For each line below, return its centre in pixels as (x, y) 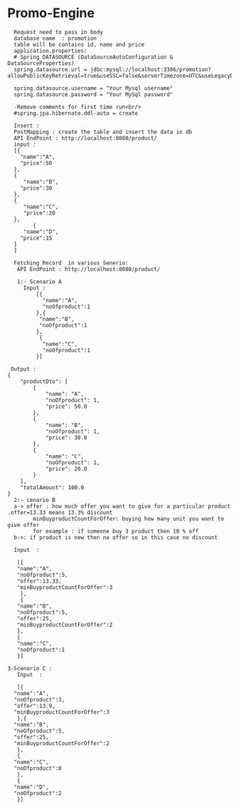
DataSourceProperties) (41, 63)
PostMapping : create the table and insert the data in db (103, 132)
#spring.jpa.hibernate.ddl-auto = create (76, 113)
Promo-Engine (51, 13)
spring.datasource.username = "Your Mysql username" (94, 88)
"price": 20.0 (66, 468)
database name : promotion (55, 38)
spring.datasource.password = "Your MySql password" (94, 94)
